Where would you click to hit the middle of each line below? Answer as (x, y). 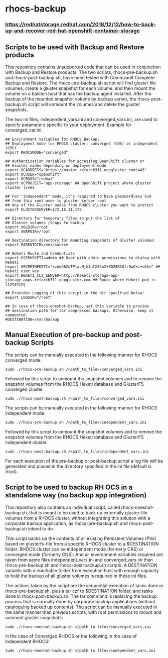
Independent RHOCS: (27, 641)
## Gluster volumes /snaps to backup (45, 223)
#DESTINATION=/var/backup (32, 319)
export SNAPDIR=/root (28, 232)
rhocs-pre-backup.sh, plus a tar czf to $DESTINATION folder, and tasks (79, 591)
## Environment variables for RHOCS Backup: (52, 139)
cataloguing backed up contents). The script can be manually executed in (81, 607)
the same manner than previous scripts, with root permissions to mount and (83, 612)
